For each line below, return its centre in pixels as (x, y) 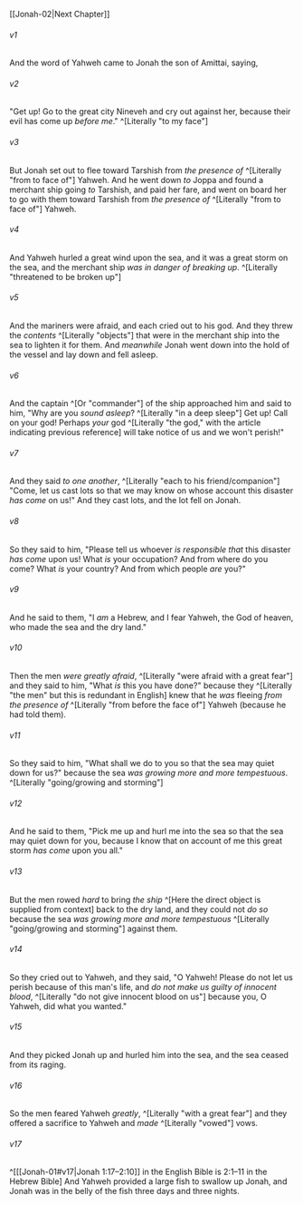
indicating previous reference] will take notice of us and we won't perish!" (147, 432)
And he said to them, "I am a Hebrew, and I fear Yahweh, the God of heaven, (151, 617)
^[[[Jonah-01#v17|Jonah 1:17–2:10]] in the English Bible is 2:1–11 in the (138, 1172)
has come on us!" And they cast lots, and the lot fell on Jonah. (125, 500)
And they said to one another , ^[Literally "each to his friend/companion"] (145, 481)
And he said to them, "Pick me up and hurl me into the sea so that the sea (147, 831)
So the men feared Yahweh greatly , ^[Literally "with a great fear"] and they (148, 1113)
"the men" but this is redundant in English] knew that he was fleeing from (146, 695)
